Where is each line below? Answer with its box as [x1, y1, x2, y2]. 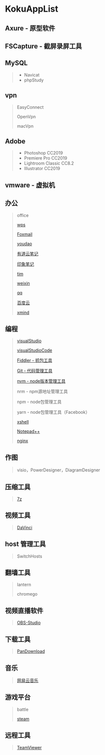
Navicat [24, 72, 40, 77]
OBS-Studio [16, 620, 41, 626]
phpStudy [24, 77, 44, 83]
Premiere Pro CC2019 [24, 155, 68, 161]
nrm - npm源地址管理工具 [16, 388, 68, 394]
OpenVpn [16, 114, 36, 119]
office [16, 212, 29, 218]
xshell [16, 419, 29, 425]
